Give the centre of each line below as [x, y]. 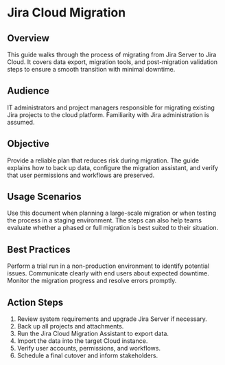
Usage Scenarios [44, 197]
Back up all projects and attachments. [70, 326]
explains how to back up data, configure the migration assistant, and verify [113, 167]
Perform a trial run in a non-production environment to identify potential [108, 266]
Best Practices [39, 249]
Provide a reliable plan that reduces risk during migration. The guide [103, 160]
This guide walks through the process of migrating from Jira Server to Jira [112, 54]
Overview [28, 38]
